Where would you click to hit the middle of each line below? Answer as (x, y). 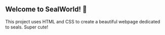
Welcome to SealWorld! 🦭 (46, 9)
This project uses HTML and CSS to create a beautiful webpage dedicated (83, 21)
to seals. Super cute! (27, 27)
